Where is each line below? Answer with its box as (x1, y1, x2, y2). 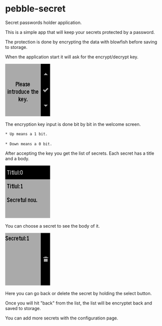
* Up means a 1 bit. (5, 131, 48, 136)
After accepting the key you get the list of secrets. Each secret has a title (5, 150, 155, 156)
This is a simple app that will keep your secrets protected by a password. (5, 29, 155, 35)
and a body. (5, 155, 30, 161)
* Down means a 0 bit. (5, 141, 52, 146)
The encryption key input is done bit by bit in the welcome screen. (5, 121, 141, 127)
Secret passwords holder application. (5, 19, 82, 25)
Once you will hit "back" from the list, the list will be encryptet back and (5, 300, 153, 306)
